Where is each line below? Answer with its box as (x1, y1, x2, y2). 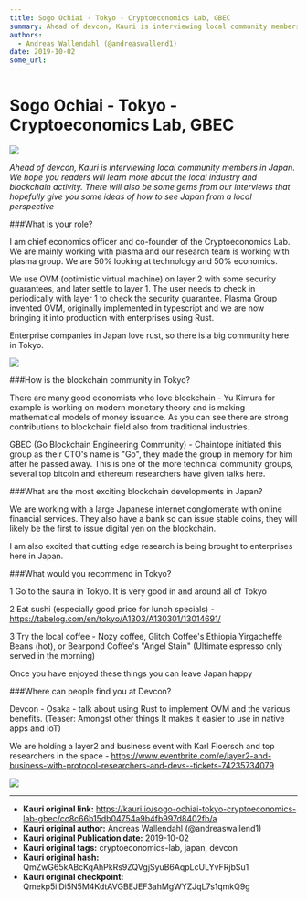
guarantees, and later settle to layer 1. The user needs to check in (9, 282, 256, 293)
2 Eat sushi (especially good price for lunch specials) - (9, 603, 215, 614)
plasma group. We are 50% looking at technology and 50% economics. (9, 255, 279, 266)
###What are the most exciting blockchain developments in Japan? (9, 485, 263, 496)
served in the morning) (9, 650, 96, 661)
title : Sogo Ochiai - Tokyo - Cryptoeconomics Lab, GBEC (9, 13, 231, 23)
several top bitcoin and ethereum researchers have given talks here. (9, 468, 266, 479)
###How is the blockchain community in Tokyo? (9, 374, 190, 385)
